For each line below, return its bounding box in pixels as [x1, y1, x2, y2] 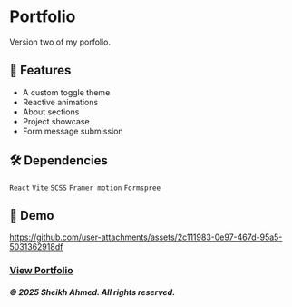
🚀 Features [9, 63, 72, 78]
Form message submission [22, 125, 124, 136]
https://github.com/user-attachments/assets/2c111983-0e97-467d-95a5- [9, 232, 283, 243]
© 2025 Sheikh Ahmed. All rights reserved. [9, 286, 176, 297]
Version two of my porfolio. [9, 36, 112, 47]
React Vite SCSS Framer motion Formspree [9, 183, 161, 193]
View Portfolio [9, 264, 73, 277]
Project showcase [22, 115, 90, 126]
